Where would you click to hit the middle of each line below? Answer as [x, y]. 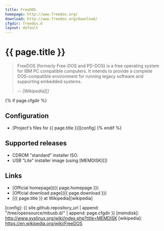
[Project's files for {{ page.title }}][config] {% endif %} [67, 128]
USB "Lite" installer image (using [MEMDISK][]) [60, 160]
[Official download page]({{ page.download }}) [59, 193]
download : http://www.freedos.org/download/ [51, 19]
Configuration [27, 116]
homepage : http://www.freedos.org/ [41, 14]
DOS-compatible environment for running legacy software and [80, 76]
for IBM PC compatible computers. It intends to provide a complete [85, 71]
